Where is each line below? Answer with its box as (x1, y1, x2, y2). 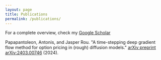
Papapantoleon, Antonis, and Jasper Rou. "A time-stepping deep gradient (5, 39, 156, 45)
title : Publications (5, 12, 48, 17)
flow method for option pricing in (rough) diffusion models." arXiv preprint (5, 45, 156, 51)
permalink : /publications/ (5, 16, 61, 21)
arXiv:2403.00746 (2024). (5, 50, 59, 56)
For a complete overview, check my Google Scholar (5, 30, 111, 36)
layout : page (5, 7, 32, 12)
